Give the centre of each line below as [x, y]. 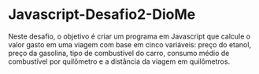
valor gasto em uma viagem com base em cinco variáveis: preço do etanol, [130, 44]
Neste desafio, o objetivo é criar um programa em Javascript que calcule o [129, 36]
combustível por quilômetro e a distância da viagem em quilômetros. [119, 61]
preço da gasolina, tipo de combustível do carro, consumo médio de [119, 53]
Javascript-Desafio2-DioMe [102, 15]
